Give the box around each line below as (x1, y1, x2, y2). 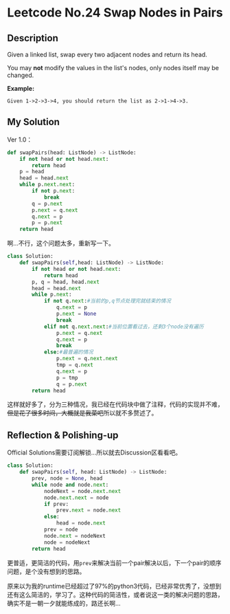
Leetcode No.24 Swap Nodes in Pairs (7, 5, 223, 21)
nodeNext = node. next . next (43, 487, 122, 494)
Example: (7, 85, 35, 92)
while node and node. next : (32, 481, 109, 488)
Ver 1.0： (7, 135, 33, 144)
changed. (7, 71, 34, 79)
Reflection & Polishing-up (7, 429, 119, 441)
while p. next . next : (19, 181, 76, 188)
